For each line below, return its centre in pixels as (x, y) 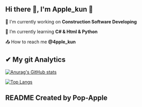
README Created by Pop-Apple (56, 98)
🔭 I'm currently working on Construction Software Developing (71, 21)
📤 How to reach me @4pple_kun (40, 42)
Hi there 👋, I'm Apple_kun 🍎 (49, 9)
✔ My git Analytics (35, 60)
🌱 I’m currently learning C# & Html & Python (51, 32)
